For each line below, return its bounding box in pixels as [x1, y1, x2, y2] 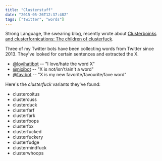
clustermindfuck [12, 145, 47, 151]
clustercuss [12, 96, 37, 102]
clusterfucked [12, 129, 42, 135]
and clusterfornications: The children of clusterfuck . [5, 36, 114, 42]
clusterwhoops [12, 150, 44, 156]
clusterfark [12, 113, 35, 119]
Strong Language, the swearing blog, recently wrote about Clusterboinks [5, 31, 157, 37]
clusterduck [12, 102, 38, 108]
